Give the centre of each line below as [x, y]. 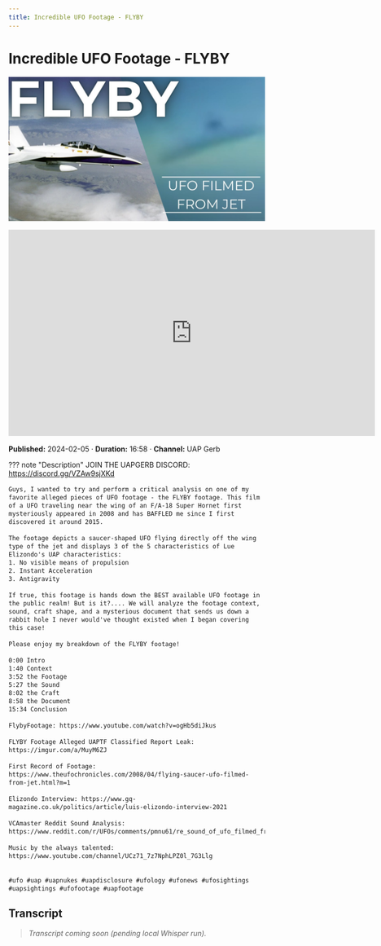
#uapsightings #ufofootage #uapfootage [76, 889]
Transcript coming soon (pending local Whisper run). [117, 933]
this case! [27, 628]
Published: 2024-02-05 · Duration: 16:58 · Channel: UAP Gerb [114, 449]
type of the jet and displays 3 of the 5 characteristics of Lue [121, 547]
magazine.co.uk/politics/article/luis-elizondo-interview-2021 [118, 807]
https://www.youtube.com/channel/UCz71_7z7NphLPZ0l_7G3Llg [111, 856]
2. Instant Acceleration [50, 571]
